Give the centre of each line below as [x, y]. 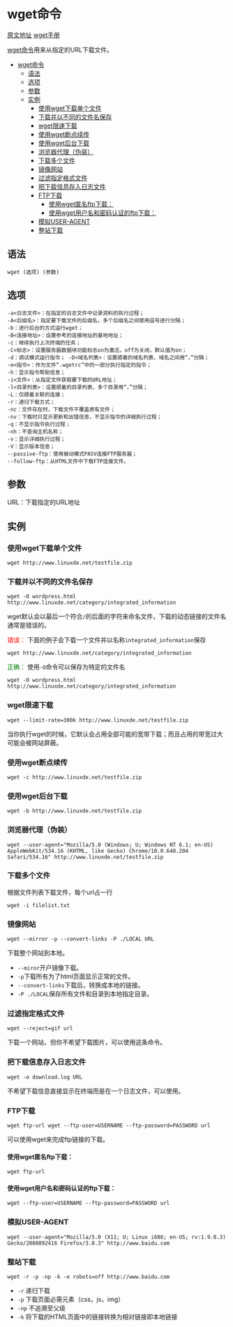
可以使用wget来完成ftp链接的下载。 [58, 1139]
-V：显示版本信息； [31, 446]
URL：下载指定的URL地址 [44, 502]
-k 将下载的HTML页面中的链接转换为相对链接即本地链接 [97, 1317]
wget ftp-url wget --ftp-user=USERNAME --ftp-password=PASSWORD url [109, 1126]
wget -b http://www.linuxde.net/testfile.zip [74, 811]
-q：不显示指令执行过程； [39, 424]
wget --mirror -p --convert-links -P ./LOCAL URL [81, 939]
